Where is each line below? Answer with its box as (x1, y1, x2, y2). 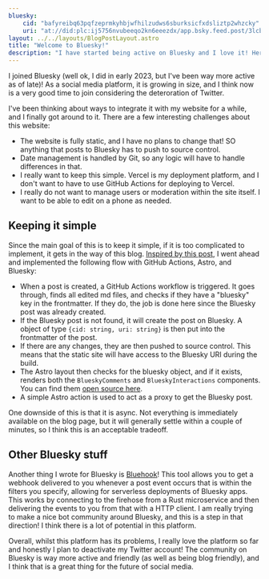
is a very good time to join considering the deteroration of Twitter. (8, 88, 225, 97)
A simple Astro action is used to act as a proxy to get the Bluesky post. (19, 392, 254, 402)
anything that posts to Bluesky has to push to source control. (19, 145, 221, 154)
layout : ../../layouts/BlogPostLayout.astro (8, 34, 159, 43)
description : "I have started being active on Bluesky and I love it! (8, 49, 249, 57)
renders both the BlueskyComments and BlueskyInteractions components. (19, 375, 261, 385)
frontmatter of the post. (19, 332, 98, 342)
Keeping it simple (8, 219, 97, 233)
